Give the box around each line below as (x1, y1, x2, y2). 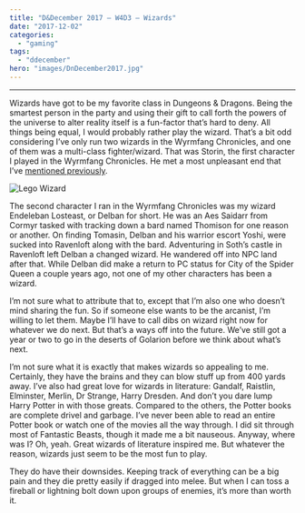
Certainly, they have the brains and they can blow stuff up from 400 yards (9, 370, 286, 382)
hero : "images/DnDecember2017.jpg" (9, 65, 144, 74)
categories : (9, 30, 54, 39)
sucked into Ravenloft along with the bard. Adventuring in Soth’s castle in (9, 238, 283, 250)
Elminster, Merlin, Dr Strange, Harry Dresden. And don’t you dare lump (9, 390, 273, 401)
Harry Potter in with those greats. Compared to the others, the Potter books (9, 399, 292, 410)
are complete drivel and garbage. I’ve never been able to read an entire (9, 409, 276, 420)
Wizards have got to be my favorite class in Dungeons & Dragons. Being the (9, 97, 293, 108)
